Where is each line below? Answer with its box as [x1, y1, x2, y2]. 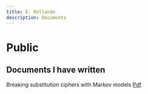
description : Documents [6, 15, 67, 21]
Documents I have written [6, 65, 106, 75]
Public [6, 41, 39, 55]
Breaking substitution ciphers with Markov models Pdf [6, 81, 141, 88]
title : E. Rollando [6, 8, 56, 15]
